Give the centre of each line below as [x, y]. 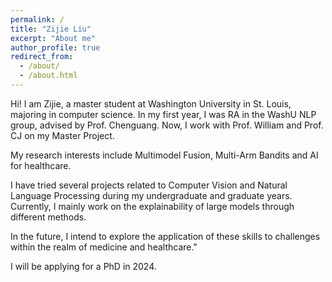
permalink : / [37, 19]
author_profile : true [55, 47]
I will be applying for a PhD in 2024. [83, 266]
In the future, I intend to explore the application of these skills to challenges [165, 236]
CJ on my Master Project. [62, 135]
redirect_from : [42, 57]
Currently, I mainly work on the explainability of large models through [152, 206]
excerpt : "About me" [53, 38]
